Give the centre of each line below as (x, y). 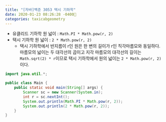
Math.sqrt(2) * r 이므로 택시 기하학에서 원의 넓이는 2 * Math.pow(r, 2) (90, 59)
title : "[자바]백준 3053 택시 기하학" (40, 10)
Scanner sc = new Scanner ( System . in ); (63, 92)
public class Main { (27, 83)
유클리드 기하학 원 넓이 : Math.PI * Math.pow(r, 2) (63, 34)
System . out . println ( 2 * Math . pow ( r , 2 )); (66, 106)
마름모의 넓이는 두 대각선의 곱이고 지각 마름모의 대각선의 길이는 (81, 52)
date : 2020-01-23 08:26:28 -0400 (41, 14)
